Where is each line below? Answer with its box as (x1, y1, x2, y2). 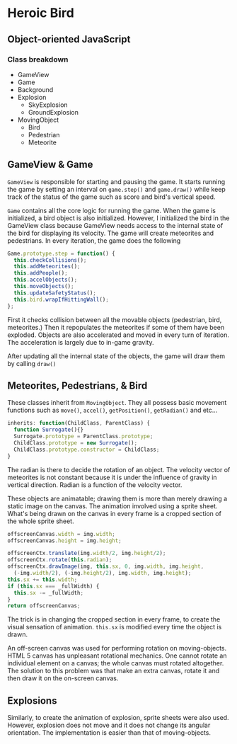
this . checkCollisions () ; (13, 256, 87, 263)
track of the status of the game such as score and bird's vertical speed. (7, 193, 216, 201)
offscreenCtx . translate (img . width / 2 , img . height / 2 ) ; (7, 550, 166, 557)
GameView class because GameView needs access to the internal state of (7, 221, 224, 229)
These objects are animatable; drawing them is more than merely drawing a (7, 494, 228, 503)
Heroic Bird (7, 5, 74, 21)
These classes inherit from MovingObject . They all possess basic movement (7, 399, 227, 407)
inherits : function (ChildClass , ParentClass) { (7, 420, 151, 427)
